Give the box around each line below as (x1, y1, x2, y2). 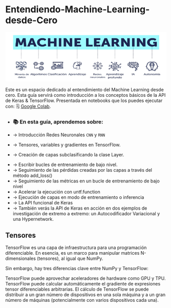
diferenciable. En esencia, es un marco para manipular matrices (5, 250, 140, 256)
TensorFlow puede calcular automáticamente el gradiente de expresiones (5, 280, 161, 286)
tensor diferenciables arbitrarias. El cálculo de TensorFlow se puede (5, 286, 149, 292)
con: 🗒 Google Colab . (5, 103, 51, 109)
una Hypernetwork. (12, 216, 54, 222)
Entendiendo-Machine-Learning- (5, 4, 150, 15)
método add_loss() (12, 173, 53, 179)
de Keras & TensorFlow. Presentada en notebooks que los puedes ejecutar (5, 97, 163, 104)
